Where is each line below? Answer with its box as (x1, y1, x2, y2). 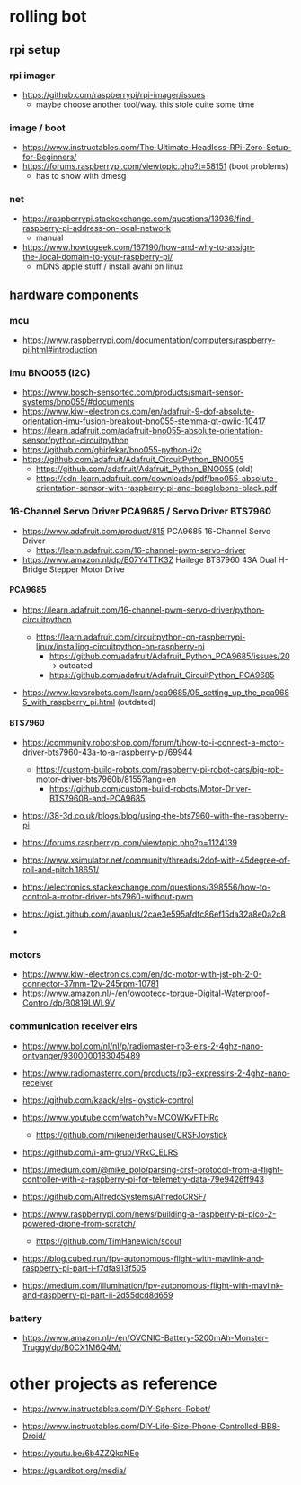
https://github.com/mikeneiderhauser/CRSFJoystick (35, 1129, 228, 1140)
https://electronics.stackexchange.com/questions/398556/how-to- (22, 881, 271, 892)
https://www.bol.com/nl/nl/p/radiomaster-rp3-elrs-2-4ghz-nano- (22, 1041, 264, 1051)
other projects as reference (9, 1373, 217, 1394)
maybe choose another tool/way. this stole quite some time (35, 99, 255, 110)
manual (35, 232, 64, 244)
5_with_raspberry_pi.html (22, 696, 115, 707)
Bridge (22, 564, 48, 575)
